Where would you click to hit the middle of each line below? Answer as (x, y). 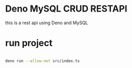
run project (29, 43)
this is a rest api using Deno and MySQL (47, 23)
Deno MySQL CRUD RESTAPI (66, 9)
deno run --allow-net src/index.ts (43, 61)
